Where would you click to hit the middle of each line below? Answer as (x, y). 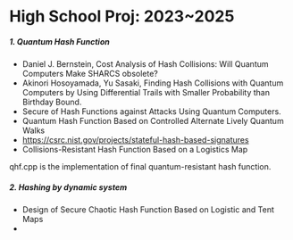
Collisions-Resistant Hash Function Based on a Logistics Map (135, 150)
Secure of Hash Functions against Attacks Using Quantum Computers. (151, 112)
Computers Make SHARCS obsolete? (90, 74)
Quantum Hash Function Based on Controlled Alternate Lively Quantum (153, 121)
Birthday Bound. (52, 102)
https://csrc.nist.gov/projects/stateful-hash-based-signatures (135, 140)
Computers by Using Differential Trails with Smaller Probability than (146, 93)
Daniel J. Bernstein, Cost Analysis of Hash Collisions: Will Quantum (145, 64)
